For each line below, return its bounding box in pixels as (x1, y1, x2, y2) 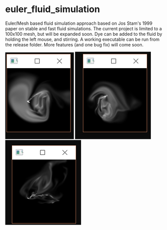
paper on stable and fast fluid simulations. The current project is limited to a (5, 25, 162, 31)
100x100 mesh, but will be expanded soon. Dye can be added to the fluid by (5, 31, 162, 37)
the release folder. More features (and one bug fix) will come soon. (5, 41, 144, 47)
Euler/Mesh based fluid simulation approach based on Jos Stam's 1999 (5, 20, 152, 26)
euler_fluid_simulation (5, 4, 100, 15)
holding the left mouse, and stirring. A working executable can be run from (5, 36, 160, 42)
